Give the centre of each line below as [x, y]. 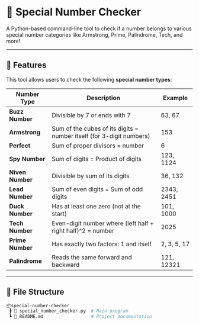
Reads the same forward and [92, 257]
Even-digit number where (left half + [103, 223]
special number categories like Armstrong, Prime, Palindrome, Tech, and [94, 34]
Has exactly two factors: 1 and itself [102, 244]
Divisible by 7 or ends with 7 [92, 115]
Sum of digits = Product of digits [97, 159]
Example [175, 98]
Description [103, 98]
